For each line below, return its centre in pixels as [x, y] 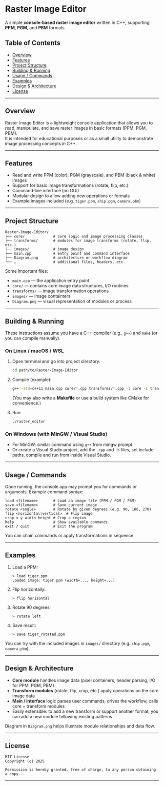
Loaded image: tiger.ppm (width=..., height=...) [64, 580]
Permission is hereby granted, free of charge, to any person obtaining [81, 770]
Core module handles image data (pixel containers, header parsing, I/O [84, 680]
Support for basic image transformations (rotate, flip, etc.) [70, 185]
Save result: [24, 625]
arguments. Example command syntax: [44, 492]
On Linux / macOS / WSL [35, 351]
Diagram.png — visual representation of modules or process [72, 302]
